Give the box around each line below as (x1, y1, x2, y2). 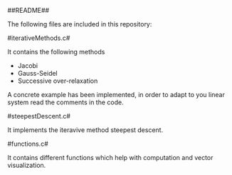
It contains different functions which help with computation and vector (7, 154, 213, 161)
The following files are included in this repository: (7, 20, 152, 28)
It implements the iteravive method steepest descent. (7, 126, 164, 134)
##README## (7, 6, 50, 14)
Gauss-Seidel (17, 69, 58, 77)
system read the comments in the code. (7, 98, 124, 106)
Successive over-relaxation (17, 76, 98, 85)
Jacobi (17, 61, 38, 70)
